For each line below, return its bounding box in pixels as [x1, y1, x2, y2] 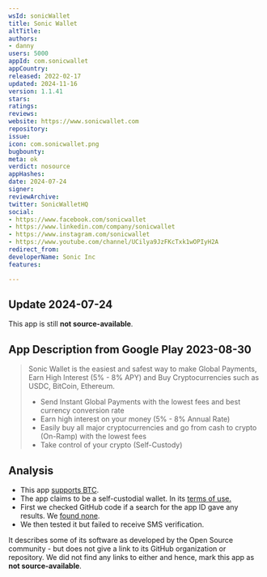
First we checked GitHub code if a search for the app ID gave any [19, 502, 239, 511]
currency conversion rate [40, 406, 125, 416]
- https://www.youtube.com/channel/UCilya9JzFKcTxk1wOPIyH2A [8, 238, 219, 246]
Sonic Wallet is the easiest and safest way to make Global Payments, [28, 364, 257, 374]
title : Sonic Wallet [8, 19, 78, 28]
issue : [8, 132, 31, 140]
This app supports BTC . [19, 485, 100, 494]
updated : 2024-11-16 [8, 79, 78, 88]
